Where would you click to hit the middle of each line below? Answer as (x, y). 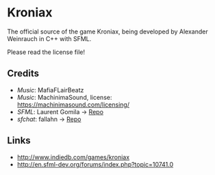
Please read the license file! (46, 52)
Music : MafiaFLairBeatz (50, 90)
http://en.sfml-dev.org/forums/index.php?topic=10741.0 (95, 164)
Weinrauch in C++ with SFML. (49, 38)
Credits (23, 73)
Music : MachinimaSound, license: (64, 97)
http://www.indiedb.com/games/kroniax (73, 157)
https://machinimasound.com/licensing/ (73, 105)
